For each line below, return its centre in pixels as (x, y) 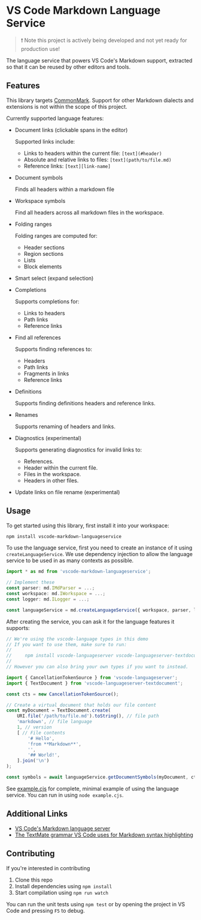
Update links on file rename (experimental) (67, 492)
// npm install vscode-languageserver (60, 656)
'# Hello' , (41, 738)
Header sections (44, 247)
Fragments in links (46, 374)
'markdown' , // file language (55, 722)
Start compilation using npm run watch (62, 892)
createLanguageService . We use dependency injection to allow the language (100, 554)
